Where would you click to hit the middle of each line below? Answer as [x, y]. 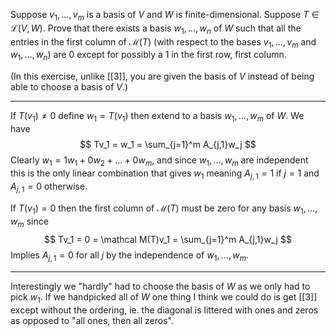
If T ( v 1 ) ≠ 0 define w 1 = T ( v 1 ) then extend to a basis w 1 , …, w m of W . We [157, 117]
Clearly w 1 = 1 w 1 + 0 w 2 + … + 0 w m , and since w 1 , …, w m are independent [159, 161]
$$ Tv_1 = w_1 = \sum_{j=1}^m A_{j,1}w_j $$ [168, 144]
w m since [29, 222]
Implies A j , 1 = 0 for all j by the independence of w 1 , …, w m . [129, 256]
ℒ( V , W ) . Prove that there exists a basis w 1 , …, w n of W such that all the [156, 29]
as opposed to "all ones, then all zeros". [92, 320]
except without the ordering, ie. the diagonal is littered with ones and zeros [164, 310]
